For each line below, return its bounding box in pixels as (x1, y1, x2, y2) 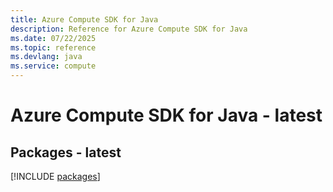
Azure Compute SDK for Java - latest (10, 104, 323, 127)
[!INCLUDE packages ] (10, 171, 101, 182)
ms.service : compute (10, 61, 97, 71)
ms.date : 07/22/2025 (10, 33, 97, 43)
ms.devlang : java (10, 52, 83, 62)
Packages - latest (10, 144, 122, 161)
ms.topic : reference (10, 42, 97, 53)
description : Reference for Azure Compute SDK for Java (10, 24, 248, 34)
